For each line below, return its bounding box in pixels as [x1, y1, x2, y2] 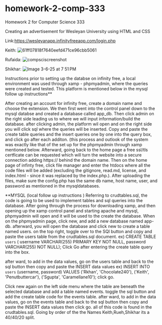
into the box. [5, 249, 30, 255]
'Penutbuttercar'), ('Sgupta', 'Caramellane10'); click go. [5, 274, 115, 280]
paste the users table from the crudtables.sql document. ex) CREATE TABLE [5, 234, 156, 239]
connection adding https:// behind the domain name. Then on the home [5, 157, 147, 163]
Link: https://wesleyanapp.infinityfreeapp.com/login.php [5, 37, 116, 44]
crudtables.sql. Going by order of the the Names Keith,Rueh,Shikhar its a [5, 309, 150, 315]
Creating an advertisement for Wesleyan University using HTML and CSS [5, 28, 151, 34]
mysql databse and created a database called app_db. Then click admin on [5, 110, 154, 117]
